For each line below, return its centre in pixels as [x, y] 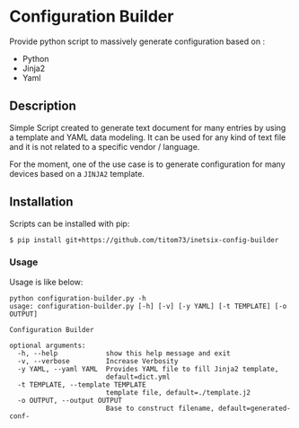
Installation [41, 202]
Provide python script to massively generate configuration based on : [137, 41]
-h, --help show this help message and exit [124, 353]
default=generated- [255, 408]
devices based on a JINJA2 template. [77, 173]
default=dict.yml [138, 377]
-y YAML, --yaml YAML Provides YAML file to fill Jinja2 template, [148, 369]
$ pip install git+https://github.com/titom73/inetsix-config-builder [144, 240]
